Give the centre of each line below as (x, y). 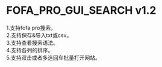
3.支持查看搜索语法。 (33, 42)
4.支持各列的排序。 (30, 50)
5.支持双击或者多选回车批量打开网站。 (53, 57)
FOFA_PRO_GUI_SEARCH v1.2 (81, 10)
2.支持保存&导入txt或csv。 (39, 35)
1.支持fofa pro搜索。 (31, 28)
